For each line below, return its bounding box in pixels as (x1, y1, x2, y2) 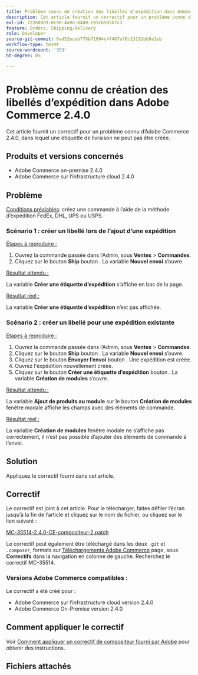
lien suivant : (6, 517, 37, 524)
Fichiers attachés (6, 661, 72, 671)
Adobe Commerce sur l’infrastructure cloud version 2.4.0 (14, 599, 154, 606)
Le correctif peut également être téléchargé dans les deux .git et (6, 540, 166, 547)
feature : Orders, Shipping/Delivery (6, 25, 96, 31)
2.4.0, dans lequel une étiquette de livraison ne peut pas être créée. (6, 134, 171, 141)
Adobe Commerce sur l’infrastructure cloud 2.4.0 (14, 173, 134, 180)
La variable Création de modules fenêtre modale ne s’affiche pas (6, 426, 164, 434)
